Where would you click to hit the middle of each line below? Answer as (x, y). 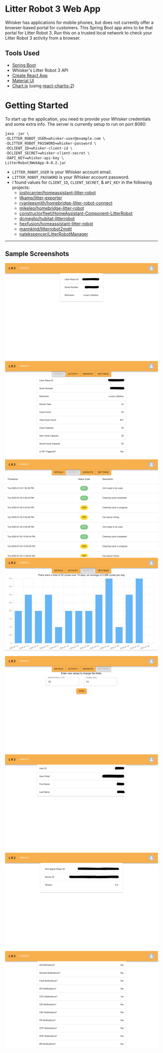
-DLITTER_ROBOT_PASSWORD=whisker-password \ (51, 143)
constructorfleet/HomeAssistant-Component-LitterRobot (76, 213)
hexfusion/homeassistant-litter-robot (56, 224)
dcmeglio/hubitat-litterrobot (47, 218)
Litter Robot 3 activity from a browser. (43, 38)
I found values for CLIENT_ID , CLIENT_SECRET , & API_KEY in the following (82, 182)
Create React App (30, 75)
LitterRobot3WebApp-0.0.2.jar (36, 163)
